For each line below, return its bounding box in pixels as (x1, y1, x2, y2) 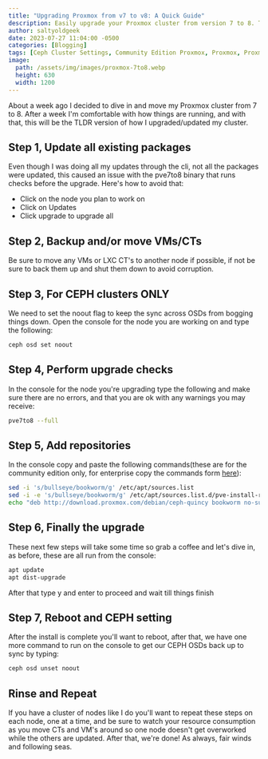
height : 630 (15, 71, 56, 79)
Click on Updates (19, 203, 77, 213)
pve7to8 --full (8, 416, 59, 424)
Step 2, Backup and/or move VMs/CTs (8, 234, 202, 248)
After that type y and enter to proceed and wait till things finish (8, 588, 215, 598)
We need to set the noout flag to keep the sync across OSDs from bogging (8, 308, 254, 318)
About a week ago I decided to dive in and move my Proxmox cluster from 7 (8, 101, 258, 110)
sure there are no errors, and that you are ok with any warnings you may (8, 392, 246, 402)
